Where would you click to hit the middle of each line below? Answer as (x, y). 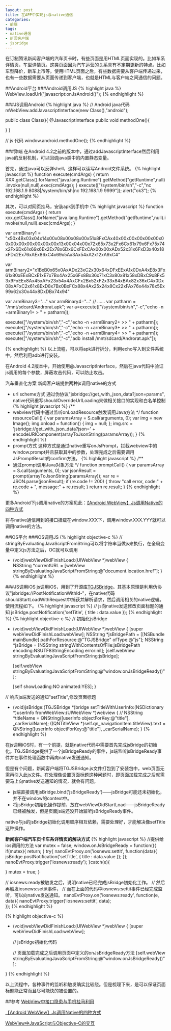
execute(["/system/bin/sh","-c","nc (115, 185)
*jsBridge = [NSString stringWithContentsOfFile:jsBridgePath (76, 645)
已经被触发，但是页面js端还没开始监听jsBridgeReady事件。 (74, 811)
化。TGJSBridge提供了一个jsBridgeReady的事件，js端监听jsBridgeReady (81, 751)
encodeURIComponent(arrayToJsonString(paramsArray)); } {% (79, 434)
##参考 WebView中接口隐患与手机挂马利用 (50, 1001)
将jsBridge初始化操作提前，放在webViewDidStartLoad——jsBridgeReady (89, 804)
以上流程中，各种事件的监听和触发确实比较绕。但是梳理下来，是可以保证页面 (85, 984)
